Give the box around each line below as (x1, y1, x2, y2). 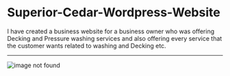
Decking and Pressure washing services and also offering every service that (7, 34, 222, 42)
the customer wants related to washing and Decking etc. (7, 41, 166, 50)
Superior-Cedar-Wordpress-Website (7, 5, 220, 20)
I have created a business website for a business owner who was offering (7, 27, 215, 35)
